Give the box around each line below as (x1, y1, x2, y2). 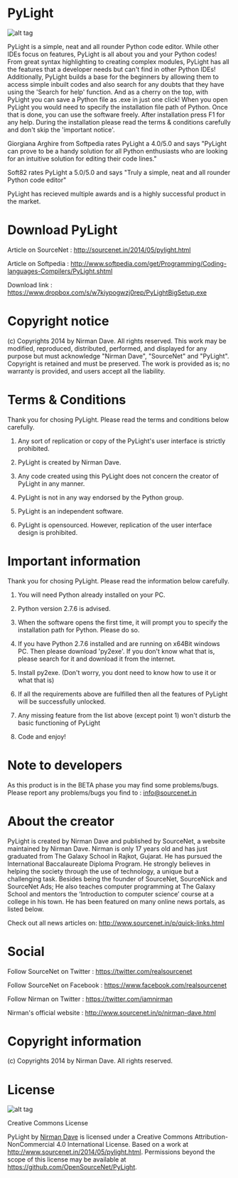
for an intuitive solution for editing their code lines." (7, 154, 158, 163)
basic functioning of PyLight (17, 718, 101, 727)
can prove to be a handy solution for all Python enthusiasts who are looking (7, 147, 228, 155)
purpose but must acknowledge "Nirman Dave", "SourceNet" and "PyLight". (7, 351, 229, 360)
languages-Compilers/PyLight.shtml (7, 267, 113, 275)
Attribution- (194, 1132, 229, 1141)
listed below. (7, 905, 45, 913)
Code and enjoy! (17, 732, 66, 741)
